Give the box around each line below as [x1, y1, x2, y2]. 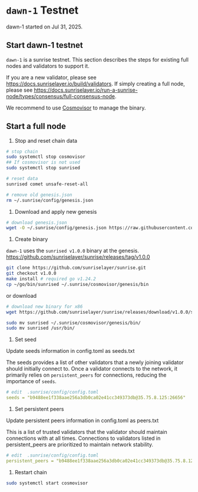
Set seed [14, 336, 37, 343]
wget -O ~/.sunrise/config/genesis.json [6, 225, 107, 231]
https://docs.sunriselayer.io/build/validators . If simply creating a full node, [6, 80, 185, 87]
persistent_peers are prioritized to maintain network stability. [6, 441, 154, 448]
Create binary [14, 236, 48, 243]
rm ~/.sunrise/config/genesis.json [6, 197, 94, 203]
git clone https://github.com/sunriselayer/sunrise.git [6, 265, 146, 271]
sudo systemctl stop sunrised [6, 165, 81, 171]
